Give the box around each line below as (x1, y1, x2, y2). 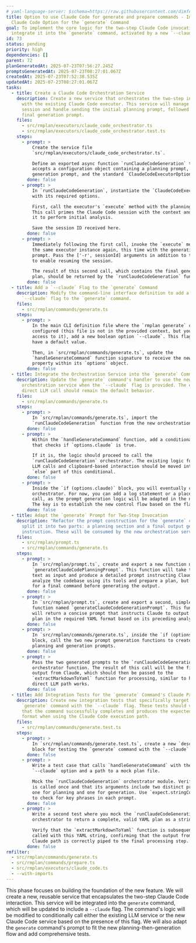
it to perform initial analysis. (32, 215, 114, 221)
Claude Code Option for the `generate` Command (11, 19, 129, 25)
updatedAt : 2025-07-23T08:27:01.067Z (6, 80, 98, 85)
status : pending (6, 42, 45, 47)
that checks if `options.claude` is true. (32, 442, 137, 448)
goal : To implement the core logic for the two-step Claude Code (6, 25, 168, 31)
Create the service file (32, 144, 93, 150)
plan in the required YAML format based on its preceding (32, 615, 176, 622)
